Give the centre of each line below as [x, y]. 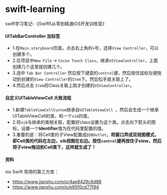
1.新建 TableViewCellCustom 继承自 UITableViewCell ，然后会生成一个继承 [85, 110]
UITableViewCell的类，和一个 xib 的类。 [52, 116]
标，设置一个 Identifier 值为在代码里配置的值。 [59, 129]
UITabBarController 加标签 [33, 36]
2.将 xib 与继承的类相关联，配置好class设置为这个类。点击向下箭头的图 [84, 122]
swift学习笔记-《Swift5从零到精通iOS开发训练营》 [56, 23]
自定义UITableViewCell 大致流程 [38, 98]
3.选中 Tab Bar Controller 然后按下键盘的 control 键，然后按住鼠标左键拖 [87, 73]
